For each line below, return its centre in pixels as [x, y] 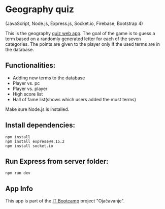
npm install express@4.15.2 [35, 141]
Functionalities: [30, 65]
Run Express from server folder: [57, 161]
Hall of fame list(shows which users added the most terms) [74, 99]
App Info [19, 188]
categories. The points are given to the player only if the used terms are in [83, 44]
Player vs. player [30, 88]
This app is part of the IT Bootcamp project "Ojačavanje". [65, 201]
